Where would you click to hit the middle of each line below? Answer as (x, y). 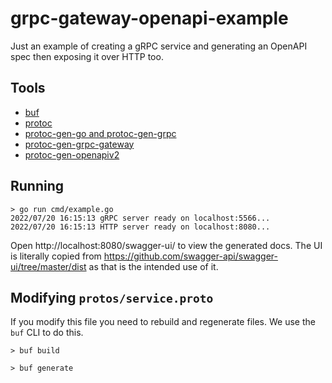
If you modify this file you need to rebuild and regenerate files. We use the (163, 322)
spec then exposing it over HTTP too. (87, 56)
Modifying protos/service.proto (112, 297)
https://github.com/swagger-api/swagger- (190, 256)
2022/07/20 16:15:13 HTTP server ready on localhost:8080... (140, 227)
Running (37, 186)
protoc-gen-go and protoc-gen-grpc (100, 133)
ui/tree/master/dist (48, 266)
